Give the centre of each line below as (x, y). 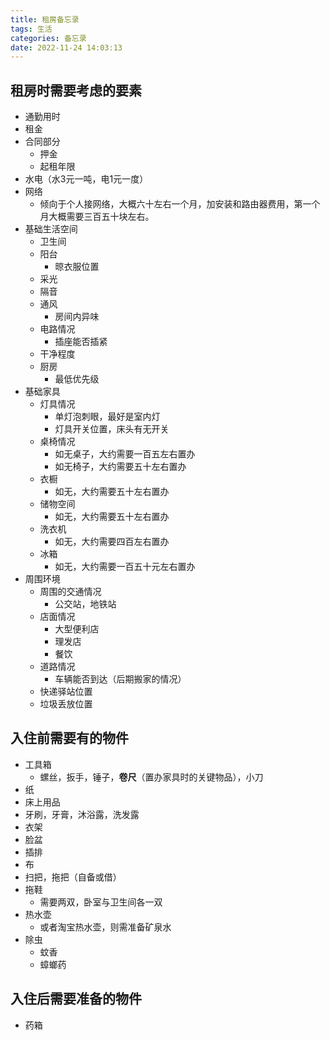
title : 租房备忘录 (45, 19)
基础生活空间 (51, 229)
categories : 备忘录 (48, 38)
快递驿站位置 (66, 692)
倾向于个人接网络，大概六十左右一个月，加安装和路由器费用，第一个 (180, 204)
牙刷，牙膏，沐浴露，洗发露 (82, 814)
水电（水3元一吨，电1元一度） (86, 179)
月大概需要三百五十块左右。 (97, 217)
